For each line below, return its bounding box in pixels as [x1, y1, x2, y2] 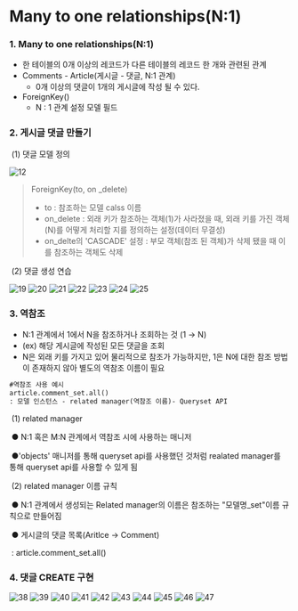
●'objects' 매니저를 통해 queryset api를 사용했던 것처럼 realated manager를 [11, 450, 282, 460]
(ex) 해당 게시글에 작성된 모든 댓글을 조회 [21, 340, 165, 351]
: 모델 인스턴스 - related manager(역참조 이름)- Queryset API [9, 396, 229, 406]
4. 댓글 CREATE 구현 [9, 571, 94, 583]
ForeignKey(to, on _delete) [30, 183, 128, 194]
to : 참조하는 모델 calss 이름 [44, 202, 142, 213]
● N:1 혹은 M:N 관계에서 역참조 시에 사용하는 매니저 [11, 431, 192, 442]
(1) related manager [11, 412, 83, 424]
